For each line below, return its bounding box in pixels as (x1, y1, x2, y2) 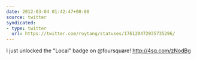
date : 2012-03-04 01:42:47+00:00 (6, 8, 90, 15)
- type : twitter (6, 25, 47, 31)
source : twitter (6, 14, 47, 20)
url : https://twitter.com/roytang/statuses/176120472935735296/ (11, 31, 175, 37)
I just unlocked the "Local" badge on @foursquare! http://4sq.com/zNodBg (6, 47, 192, 54)
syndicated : (6, 20, 36, 26)
